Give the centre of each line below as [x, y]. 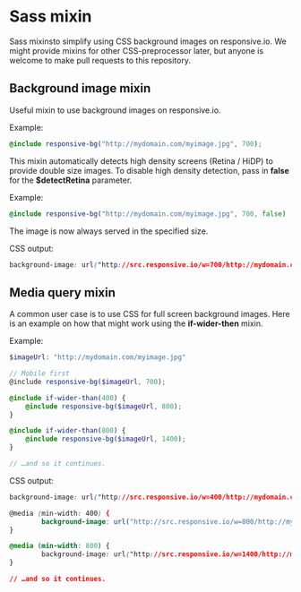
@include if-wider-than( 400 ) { [68, 398]
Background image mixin [80, 88]
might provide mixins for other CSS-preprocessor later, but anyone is [137, 50]
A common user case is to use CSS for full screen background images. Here [150, 314]
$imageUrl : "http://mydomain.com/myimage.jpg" [98, 357]
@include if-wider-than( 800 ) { [68, 431]
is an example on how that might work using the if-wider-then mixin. [136, 323]
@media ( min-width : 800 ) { [60, 546]
